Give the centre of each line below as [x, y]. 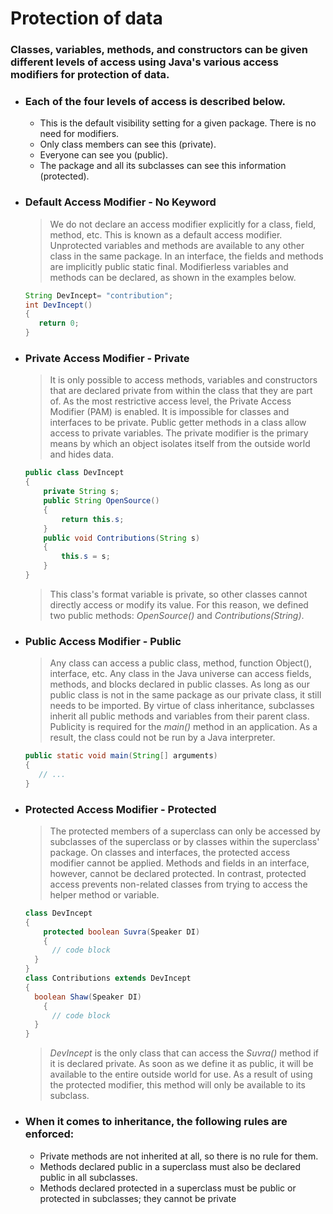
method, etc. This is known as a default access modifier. [166, 234]
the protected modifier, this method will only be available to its [177, 1085]
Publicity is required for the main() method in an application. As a [183, 727]
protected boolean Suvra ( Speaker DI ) [122, 932]
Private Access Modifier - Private [107, 358]
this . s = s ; [86, 557]
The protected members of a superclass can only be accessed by [185, 831]
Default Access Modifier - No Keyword [120, 202]
